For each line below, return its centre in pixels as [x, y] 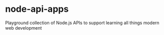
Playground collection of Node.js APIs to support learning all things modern [82, 23]
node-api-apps [37, 9]
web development [24, 28]
